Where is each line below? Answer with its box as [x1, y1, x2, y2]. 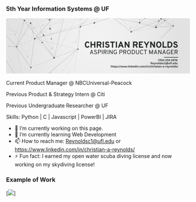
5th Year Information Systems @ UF [6, 5, 110, 13]
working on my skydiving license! [14, 161, 95, 168]
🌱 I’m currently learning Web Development [14, 131, 117, 138]
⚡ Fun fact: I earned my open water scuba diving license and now [14, 153, 172, 160]
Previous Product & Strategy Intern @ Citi [6, 91, 105, 98]
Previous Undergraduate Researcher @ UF [6, 102, 108, 109]
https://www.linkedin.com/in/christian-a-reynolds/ [14, 146, 135, 153]
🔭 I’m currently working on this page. [14, 125, 103, 132]
